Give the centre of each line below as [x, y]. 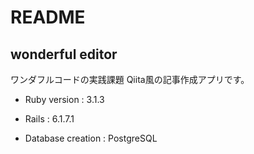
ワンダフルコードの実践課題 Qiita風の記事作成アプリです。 [130, 79]
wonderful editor [64, 54]
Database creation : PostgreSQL [91, 138]
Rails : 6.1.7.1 [49, 119]
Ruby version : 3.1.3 [64, 99]
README [48, 17]
